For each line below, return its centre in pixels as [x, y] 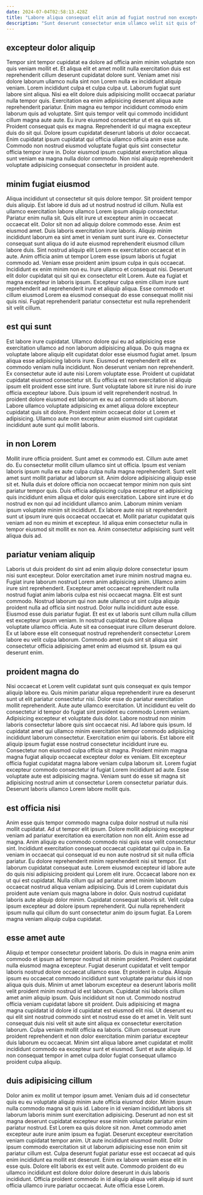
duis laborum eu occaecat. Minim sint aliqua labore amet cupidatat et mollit [100, 1042]
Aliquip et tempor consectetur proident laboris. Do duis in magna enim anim [100, 952]
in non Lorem [31, 444]
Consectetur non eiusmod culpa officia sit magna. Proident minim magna [97, 751]
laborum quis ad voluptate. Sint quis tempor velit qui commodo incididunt [97, 114]
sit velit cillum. [24, 308]
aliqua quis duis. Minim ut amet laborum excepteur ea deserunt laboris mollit [101, 985]
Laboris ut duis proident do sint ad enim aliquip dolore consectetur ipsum [97, 569]
